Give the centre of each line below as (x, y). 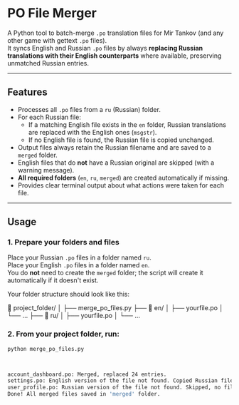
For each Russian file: (49, 117)
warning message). (46, 170)
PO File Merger (52, 13)
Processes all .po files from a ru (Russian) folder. (89, 109)
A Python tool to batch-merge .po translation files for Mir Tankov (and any (116, 33)
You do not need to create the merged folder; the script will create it (106, 273)
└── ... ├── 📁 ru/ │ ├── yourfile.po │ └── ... (74, 316)
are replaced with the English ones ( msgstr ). (92, 132)
